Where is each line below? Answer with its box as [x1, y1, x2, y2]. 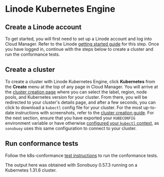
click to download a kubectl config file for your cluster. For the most [5, 104, 142, 111]
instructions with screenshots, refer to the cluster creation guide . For [15, 110, 154, 115]
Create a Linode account [5, 23, 82, 31]
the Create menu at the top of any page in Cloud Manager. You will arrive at [5, 84, 158, 89]
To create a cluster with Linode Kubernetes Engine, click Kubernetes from [5, 78, 156, 84]
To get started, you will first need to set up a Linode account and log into [5, 36, 152, 42]
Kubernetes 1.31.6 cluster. [5, 167, 57, 173]
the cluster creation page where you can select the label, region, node [5, 89, 147, 95]
